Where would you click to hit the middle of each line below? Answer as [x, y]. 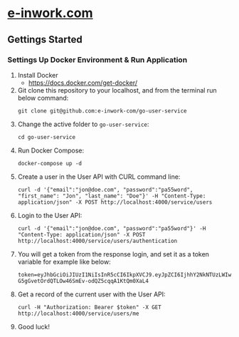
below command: [43, 98]
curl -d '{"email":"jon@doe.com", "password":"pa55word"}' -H [112, 228]
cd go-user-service [47, 137]
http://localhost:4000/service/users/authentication [97, 241]
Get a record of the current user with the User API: [91, 294]
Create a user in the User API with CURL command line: [99, 177]
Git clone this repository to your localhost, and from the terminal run [117, 90]
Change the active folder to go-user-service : [83, 124]
